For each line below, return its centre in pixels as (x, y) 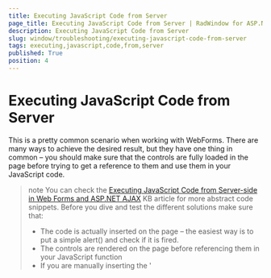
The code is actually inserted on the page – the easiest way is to (147, 231)
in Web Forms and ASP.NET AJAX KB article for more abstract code (141, 198)
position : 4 (28, 61)
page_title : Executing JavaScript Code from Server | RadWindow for (126, 23)
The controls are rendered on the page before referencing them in (150, 248)
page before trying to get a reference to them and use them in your (120, 165)
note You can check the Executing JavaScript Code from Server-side (143, 189)
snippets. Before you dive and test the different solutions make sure (140, 207)
